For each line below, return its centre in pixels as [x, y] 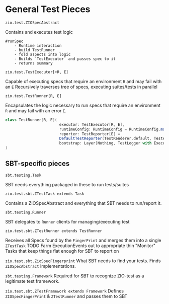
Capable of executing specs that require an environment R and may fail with [83, 81]
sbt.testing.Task [23, 175]
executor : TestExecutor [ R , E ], [92, 124]
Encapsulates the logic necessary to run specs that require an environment [83, 105]
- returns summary [33, 63]
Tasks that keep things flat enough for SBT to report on [62, 251]
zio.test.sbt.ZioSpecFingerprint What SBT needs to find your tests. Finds [83, 261]
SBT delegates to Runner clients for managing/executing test [67, 221]
